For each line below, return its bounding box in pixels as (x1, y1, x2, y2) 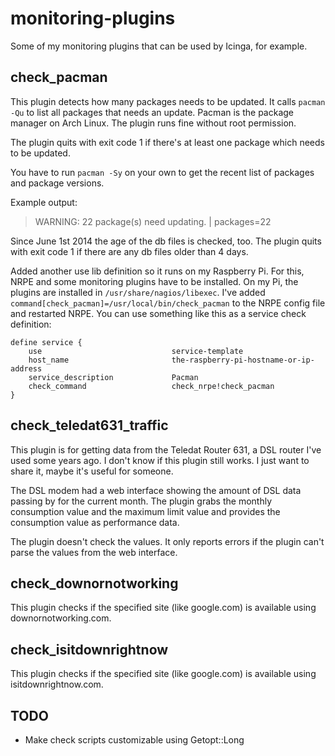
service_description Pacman (28, 372, 199, 382)
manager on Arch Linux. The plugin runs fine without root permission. (10, 117, 297, 129)
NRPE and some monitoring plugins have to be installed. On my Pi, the (10, 275, 299, 287)
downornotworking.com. (10, 612, 112, 624)
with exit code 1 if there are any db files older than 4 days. (10, 245, 249, 257)
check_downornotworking (10, 575, 179, 592)
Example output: (10, 196, 78, 208)
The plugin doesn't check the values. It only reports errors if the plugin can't (10, 535, 325, 547)
